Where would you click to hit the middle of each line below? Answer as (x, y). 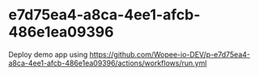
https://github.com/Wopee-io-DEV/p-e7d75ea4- (170, 54)
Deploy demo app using (48, 54)
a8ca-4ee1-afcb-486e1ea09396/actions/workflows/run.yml (108, 63)
